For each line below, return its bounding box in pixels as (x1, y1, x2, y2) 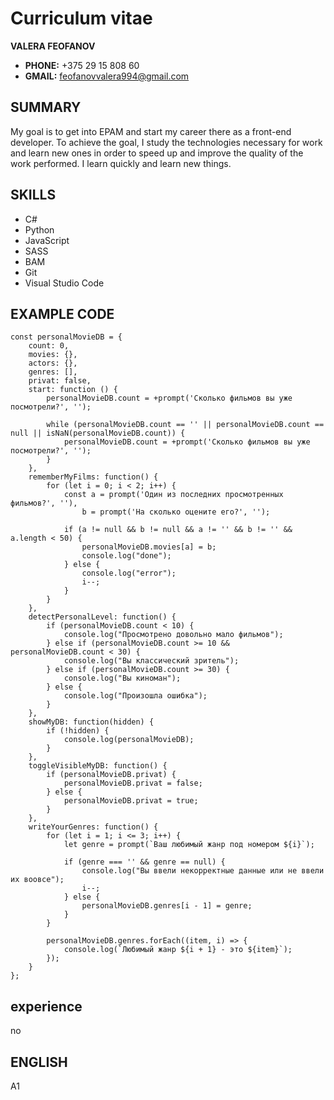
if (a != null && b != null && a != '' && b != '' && (63, 525, 293, 535)
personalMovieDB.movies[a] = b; (81, 542, 217, 552)
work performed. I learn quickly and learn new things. (10, 157, 232, 169)
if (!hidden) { (46, 726, 110, 736)
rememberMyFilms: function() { (28, 472, 159, 482)
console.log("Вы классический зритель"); (63, 656, 240, 666)
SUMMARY (10, 99, 82, 116)
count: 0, (28, 341, 70, 351)
